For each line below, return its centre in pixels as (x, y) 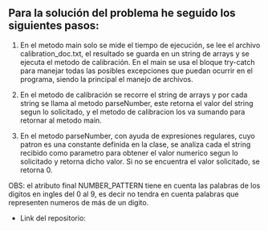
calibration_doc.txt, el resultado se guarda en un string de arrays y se (135, 53)
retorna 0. (36, 170)
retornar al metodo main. (61, 120)
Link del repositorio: (53, 218)
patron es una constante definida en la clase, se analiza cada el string (135, 144)
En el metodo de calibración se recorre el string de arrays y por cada (134, 95)
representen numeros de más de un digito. (79, 202)
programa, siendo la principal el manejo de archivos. (107, 79)
